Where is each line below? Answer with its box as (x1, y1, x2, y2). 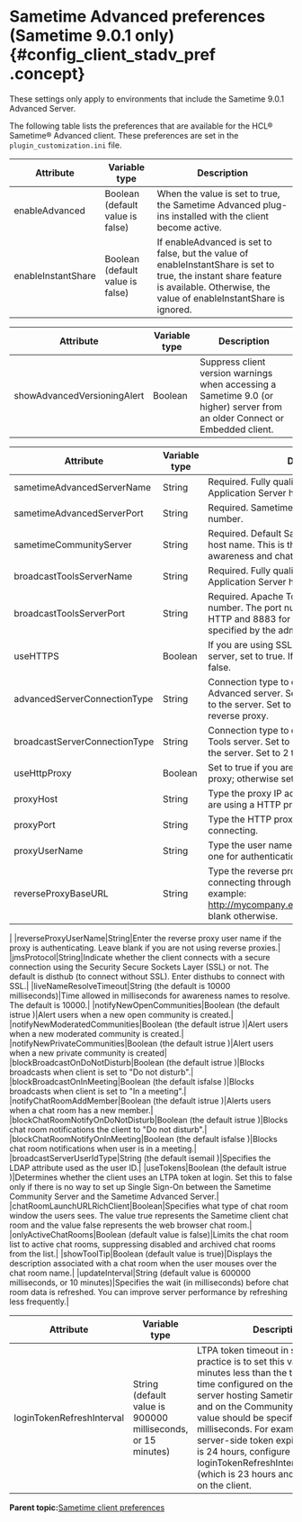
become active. (156, 221, 222, 233)
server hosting (196, 1389, 259, 1401)
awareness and (208, 549, 272, 562)
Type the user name (208, 839, 292, 851)
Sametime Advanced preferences (9, 6, 266, 27)
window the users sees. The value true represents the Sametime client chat (9, 1210, 289, 1220)
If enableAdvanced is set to (156, 236, 272, 248)
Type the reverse (208, 864, 280, 877)
